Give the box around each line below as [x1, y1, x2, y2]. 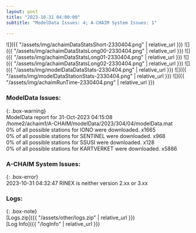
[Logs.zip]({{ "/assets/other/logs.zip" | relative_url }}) [6, 214, 135, 221]
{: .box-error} [6, 173, 38, 180]
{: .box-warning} [6, 107, 46, 114]
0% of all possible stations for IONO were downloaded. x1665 [6, 126, 156, 133]
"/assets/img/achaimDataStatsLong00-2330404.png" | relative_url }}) [14, 47, 184, 55]
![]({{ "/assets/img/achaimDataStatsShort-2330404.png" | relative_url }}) [6, 41, 183, 48]
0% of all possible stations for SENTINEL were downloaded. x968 [6, 132, 166, 139]
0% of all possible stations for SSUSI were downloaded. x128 [6, 139, 155, 146]
